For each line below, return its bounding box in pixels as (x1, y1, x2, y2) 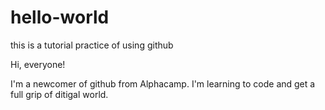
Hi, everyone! (10, 58, 66, 70)
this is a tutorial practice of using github (10, 39, 174, 51)
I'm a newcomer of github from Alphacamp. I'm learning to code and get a (10, 77, 316, 90)
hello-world (10, 6, 110, 29)
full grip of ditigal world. (10, 88, 109, 100)
